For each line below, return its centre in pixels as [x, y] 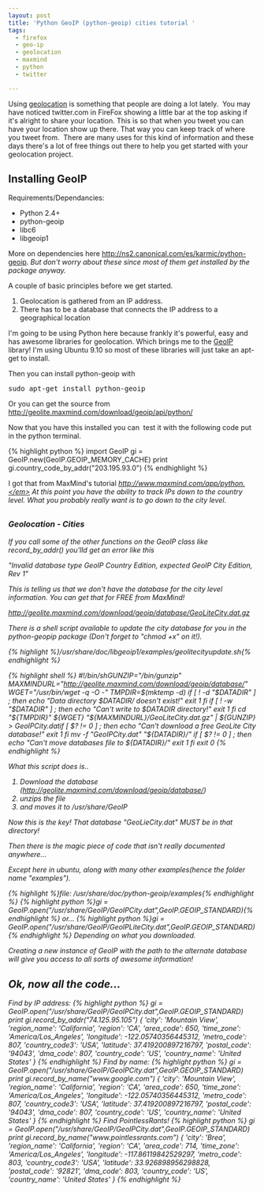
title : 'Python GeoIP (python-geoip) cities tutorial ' [102, 23]
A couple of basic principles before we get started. [91, 286]
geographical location [55, 318]
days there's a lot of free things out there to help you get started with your [128, 145]
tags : [17, 30]
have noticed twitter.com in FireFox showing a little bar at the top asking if [128, 112]
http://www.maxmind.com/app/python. [182, 484]
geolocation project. [41, 154]
